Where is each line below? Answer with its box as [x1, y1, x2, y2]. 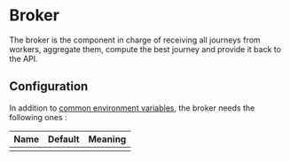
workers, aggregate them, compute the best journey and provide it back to [9, 43, 282, 54]
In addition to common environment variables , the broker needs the [9, 103, 255, 113]
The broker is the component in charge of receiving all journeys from [9, 34, 261, 45]
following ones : [9, 111, 67, 122]
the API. [9, 53, 38, 64]
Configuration [9, 79, 89, 94]
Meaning [88, 133, 127, 145]
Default [47, 133, 80, 145]
